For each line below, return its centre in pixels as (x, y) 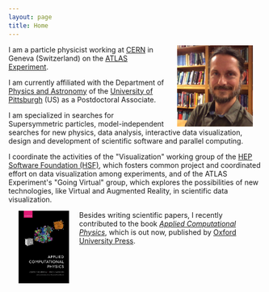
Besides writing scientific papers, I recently (151, 215)
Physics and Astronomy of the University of (81, 91)
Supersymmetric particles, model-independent (86, 123)
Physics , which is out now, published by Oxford (158, 232)
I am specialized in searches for (61, 115)
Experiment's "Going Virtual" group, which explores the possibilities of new (134, 182)
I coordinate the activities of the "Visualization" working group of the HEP (130, 156)
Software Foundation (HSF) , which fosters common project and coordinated (134, 165)
